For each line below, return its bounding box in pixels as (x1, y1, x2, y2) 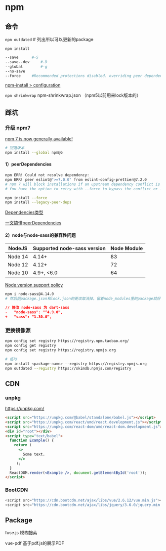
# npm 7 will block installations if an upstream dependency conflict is (5, 182, 161, 187)
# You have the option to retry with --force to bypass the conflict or (5, 186, 158, 191)
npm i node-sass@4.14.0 (5, 292, 54, 297)
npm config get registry (5, 343, 56, 348)
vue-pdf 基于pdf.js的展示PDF (5, 540, 64, 546)
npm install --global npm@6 (5, 150, 63, 155)
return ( (14, 443, 32, 448)
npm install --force (5, 195, 48, 200)
